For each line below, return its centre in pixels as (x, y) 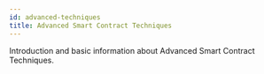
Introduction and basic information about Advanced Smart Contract (132, 50)
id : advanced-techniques (55, 17)
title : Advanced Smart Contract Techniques (91, 26)
